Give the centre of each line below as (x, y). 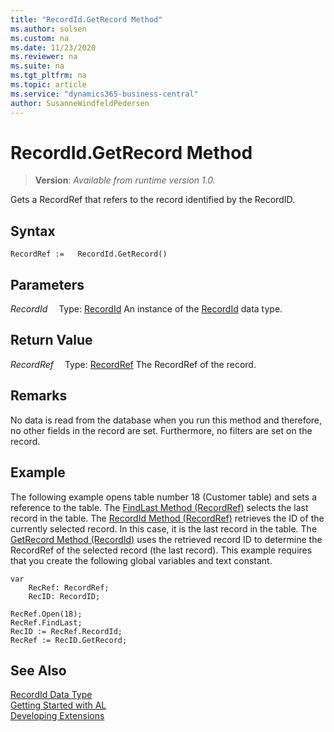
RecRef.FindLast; (46, 622)
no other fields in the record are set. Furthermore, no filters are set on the (161, 430)
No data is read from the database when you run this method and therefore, (166, 420)
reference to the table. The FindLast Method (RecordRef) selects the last (159, 507)
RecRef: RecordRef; (69, 587)
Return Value (51, 340)
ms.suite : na (37, 66)
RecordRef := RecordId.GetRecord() (89, 254)
